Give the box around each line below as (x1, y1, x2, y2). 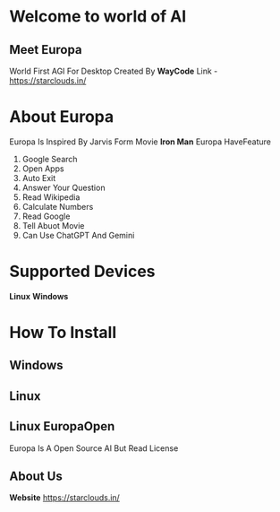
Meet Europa (9, 42, 82, 57)
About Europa (9, 107, 115, 127)
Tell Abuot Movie (21, 220, 85, 230)
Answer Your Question (21, 182, 106, 193)
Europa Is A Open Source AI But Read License (9, 442, 179, 454)
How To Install (9, 323, 117, 343)
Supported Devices (9, 262, 156, 282)
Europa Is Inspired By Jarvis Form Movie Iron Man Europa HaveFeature (9, 136, 271, 147)
